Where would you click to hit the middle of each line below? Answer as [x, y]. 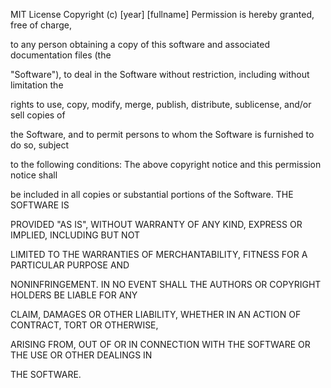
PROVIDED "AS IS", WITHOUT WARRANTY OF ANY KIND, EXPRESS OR [156, 224]
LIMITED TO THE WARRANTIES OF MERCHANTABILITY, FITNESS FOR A [159, 254]
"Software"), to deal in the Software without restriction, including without [160, 74]
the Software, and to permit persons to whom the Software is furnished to [162, 134]
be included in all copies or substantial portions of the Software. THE [152, 194]
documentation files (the [61, 55]
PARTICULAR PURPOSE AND [70, 265]
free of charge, [41, 25]
